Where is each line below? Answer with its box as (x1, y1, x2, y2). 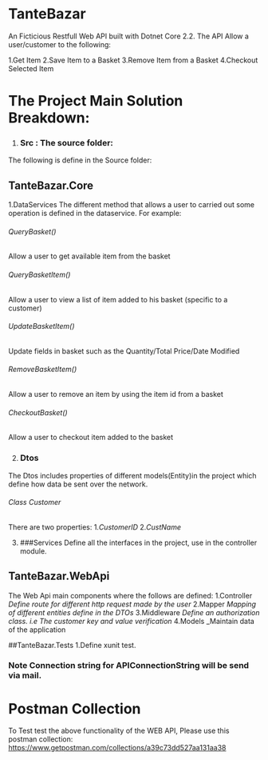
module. (19, 546, 47, 556)
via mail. (8, 670, 42, 681)
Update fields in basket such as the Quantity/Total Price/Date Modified (8, 346, 240, 356)
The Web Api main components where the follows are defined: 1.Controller (8, 590, 253, 600)
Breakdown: (8, 109, 90, 127)
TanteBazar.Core (8, 178, 94, 192)
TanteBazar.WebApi (8, 570, 110, 583)
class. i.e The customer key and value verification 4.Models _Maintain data (8, 616, 255, 626)
